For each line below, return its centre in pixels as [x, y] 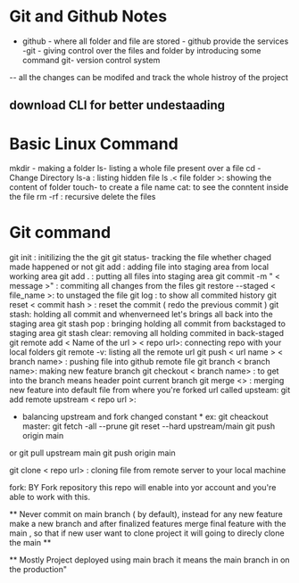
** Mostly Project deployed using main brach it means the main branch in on [149, 560]
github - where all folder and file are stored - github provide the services [155, 41]
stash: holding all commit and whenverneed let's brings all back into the [141, 315]
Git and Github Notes [88, 16]
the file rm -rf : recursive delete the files [83, 197]
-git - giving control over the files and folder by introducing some [141, 50]
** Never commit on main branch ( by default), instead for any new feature [146, 514]
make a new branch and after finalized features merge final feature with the [148, 524]
